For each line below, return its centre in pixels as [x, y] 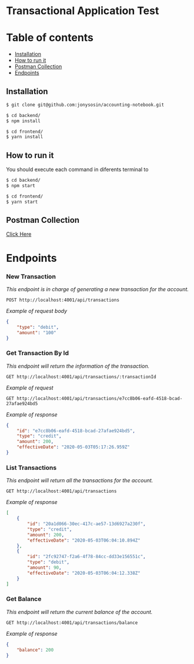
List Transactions [31, 468]
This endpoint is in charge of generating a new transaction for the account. [98, 289]
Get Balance [24, 599]
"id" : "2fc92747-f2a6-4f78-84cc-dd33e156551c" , [86, 557]
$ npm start [21, 186]
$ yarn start [22, 202]
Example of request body [37, 311]
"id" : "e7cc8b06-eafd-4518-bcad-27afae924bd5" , [76, 431]
